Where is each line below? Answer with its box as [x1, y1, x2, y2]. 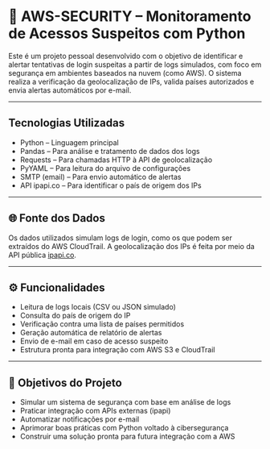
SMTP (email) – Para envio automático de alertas [19, 172, 182, 181]
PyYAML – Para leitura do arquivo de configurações [19, 163, 191, 173]
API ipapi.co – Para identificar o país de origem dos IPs [19, 181, 202, 190]
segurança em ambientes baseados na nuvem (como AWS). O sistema [8, 68, 242, 77]
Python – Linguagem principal [19, 137, 119, 148]
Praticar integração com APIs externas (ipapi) [19, 406, 171, 416]
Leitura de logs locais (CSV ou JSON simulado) [19, 302, 177, 312]
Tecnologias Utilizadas [8, 116, 125, 130]
